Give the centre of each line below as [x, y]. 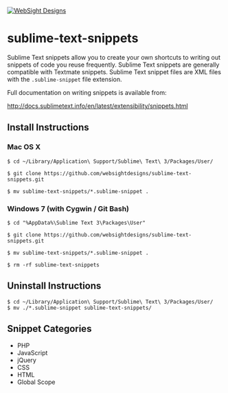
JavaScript [32, 352]
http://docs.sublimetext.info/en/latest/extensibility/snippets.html [98, 106]
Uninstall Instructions [54, 286]
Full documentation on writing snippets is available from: [87, 92]
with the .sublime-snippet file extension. [65, 79]
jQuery [26, 360]
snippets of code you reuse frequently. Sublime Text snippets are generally [113, 65]
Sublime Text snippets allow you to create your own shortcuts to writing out [114, 57]
